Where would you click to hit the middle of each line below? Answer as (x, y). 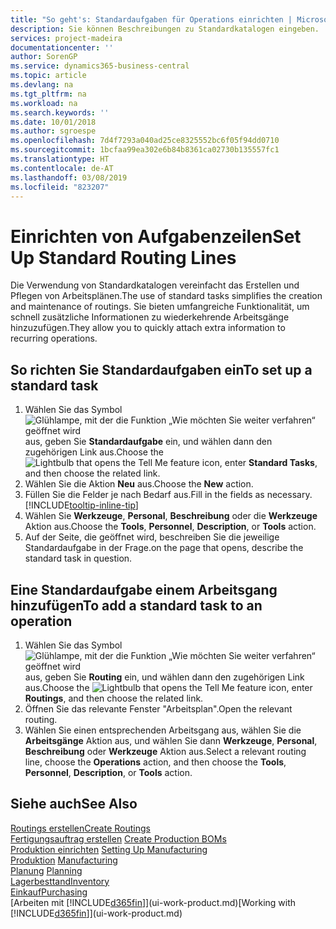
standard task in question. (78, 558)
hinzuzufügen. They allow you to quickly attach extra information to (148, 328)
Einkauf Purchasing (49, 892)
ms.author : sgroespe (53, 131)
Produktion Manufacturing (64, 860)
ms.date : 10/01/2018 (53, 122)
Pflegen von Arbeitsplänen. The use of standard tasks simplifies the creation (166, 296)
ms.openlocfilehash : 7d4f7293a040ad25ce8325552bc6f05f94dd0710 (145, 141)
